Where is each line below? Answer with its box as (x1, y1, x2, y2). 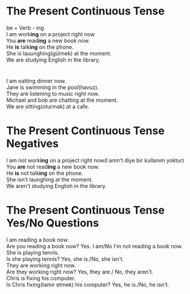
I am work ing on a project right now (6, 30, 95, 37)
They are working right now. (6, 262, 77, 269)
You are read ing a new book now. (6, 37, 90, 44)
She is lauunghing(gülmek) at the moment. (6, 49, 112, 57)
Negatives (6, 137, 59, 151)
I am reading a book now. (6, 236, 69, 243)
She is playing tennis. (6, 249, 59, 256)
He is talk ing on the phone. (6, 43, 74, 51)
